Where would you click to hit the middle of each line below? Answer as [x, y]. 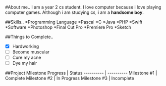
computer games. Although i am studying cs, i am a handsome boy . [74, 12]
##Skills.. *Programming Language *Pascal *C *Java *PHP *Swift [74, 22]
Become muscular [31, 52]
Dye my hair [25, 63]
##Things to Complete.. [29, 37]
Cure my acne [27, 58]
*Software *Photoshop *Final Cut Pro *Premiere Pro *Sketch [68, 27]
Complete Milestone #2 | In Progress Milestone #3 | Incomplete [70, 78]
